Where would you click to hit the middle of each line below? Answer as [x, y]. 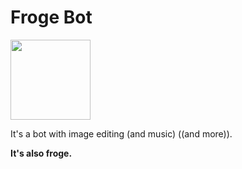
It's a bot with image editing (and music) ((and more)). [121, 133]
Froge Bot [51, 17]
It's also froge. [41, 153]
